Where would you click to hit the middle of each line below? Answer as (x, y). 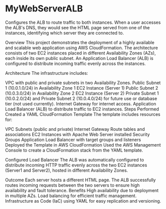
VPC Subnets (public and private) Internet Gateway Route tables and (75, 129)
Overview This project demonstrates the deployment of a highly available (80, 42)
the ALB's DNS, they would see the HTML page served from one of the (78, 27)
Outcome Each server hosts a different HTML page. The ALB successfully (81, 180)
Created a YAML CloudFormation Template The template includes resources (83, 114)
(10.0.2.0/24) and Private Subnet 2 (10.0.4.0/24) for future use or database (81, 98)
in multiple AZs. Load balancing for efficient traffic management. (71, 196)
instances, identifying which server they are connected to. (64, 33)
